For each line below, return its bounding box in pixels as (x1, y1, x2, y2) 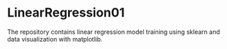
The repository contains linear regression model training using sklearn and (7, 28, 220, 36)
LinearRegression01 (7, 5, 125, 21)
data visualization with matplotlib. (7, 35, 103, 43)
